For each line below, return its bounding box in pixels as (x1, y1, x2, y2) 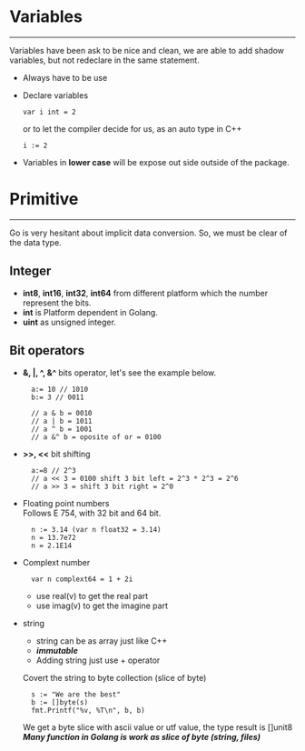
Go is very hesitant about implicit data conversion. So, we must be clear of (9, 227, 288, 238)
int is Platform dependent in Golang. (22, 306, 159, 317)
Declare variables (22, 89, 89, 101)
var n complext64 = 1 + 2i (31, 575, 133, 584)
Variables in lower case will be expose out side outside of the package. (22, 156, 290, 167)
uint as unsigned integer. (22, 316, 116, 327)
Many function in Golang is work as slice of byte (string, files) (22, 731, 261, 742)
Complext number (22, 556, 91, 567)
